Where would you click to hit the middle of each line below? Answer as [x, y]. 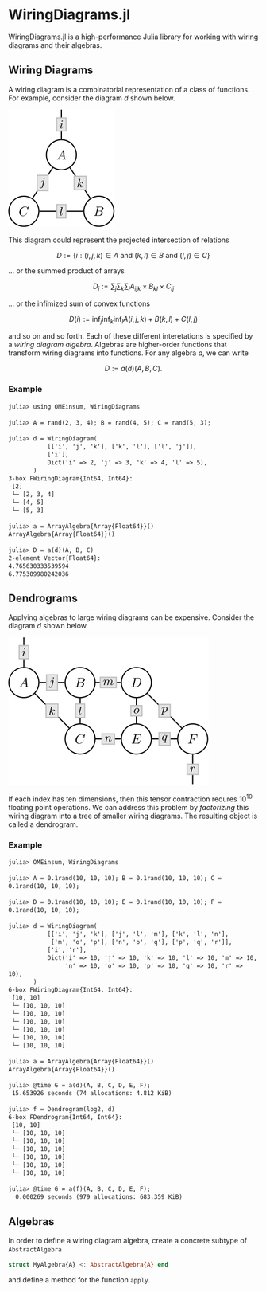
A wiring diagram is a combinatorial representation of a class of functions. [129, 89]
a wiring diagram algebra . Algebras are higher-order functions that [118, 345]
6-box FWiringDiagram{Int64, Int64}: [71, 990]
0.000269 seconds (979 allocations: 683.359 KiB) [99, 1197]
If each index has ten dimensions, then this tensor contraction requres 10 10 [130, 798]
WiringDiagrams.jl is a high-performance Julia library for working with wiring [133, 37]
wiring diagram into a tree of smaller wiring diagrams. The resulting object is [133, 816]
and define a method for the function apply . [79, 1280]
